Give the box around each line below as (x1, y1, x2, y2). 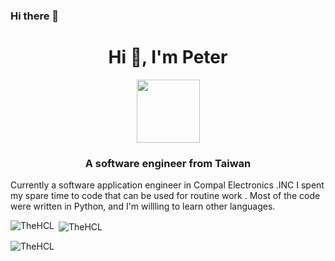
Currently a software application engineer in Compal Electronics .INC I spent (10, 179, 325, 191)
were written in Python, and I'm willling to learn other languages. (10, 200, 276, 213)
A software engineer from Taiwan (84, 156, 252, 170)
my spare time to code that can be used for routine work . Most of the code (10, 190, 321, 202)
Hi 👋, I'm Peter (108, 46, 228, 69)
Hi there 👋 (10, 9, 60, 23)
